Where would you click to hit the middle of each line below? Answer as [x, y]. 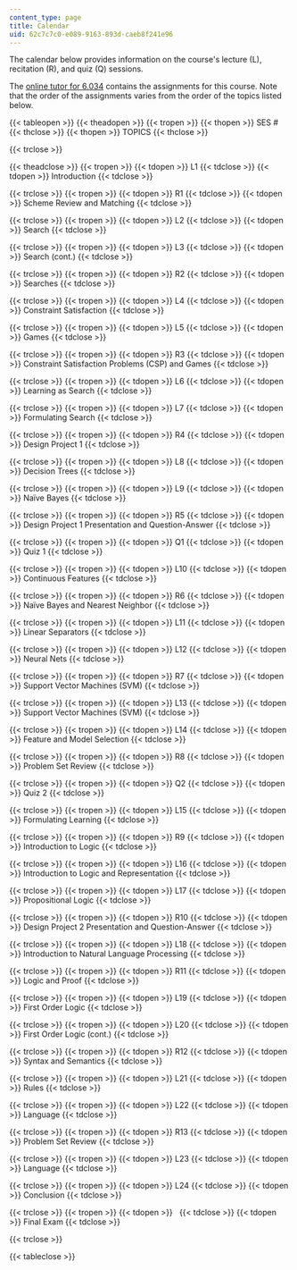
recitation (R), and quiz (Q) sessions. [77, 69]
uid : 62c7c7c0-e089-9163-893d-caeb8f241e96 [91, 34]
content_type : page [45, 17]
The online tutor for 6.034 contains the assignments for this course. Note [144, 87]
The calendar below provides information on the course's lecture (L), [136, 60]
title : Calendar [39, 26]
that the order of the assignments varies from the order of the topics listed [146, 96]
